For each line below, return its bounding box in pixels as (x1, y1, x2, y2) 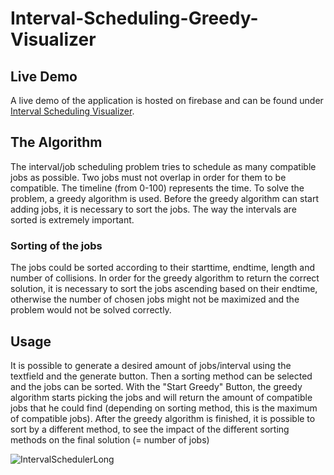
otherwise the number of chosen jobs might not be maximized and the (10, 293, 300, 306)
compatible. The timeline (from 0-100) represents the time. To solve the (10, 182, 305, 194)
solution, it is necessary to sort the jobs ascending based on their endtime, (10, 283, 318, 295)
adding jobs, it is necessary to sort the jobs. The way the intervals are (10, 203, 297, 215)
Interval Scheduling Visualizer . (10, 105, 135, 117)
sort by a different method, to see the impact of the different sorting (10, 423, 290, 435)
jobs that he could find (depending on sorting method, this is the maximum (10, 402, 318, 414)
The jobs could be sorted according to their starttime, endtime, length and (10, 262, 315, 274)
